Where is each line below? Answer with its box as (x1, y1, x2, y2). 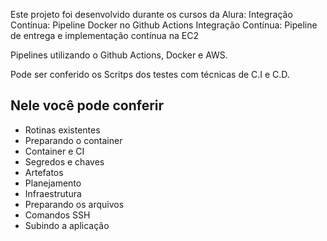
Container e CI (24, 145, 85, 157)
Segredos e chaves (24, 155, 105, 168)
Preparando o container (24, 134, 123, 146)
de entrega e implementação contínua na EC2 (10, 30, 199, 41)
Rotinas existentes (24, 124, 101, 136)
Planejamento (24, 177, 82, 189)
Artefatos (24, 166, 64, 178)
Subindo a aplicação (24, 219, 110, 231)
